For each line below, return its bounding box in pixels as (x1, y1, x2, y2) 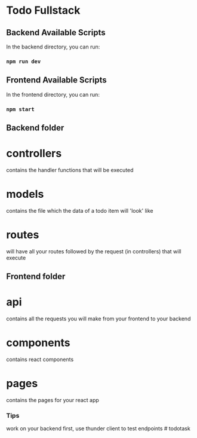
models (6, 188, 44, 201)
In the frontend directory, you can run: (6, 91, 100, 98)
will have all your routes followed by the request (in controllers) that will (6, 247, 181, 255)
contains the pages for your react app (6, 397, 100, 404)
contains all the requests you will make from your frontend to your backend (6, 315, 191, 323)
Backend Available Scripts (6, 27, 106, 38)
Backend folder (6, 123, 64, 133)
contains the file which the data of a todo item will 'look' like (6, 207, 153, 214)
